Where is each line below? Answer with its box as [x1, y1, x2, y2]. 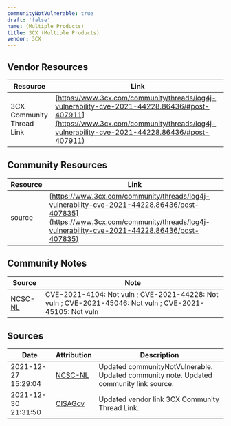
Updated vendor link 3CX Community [98, 394, 220, 404]
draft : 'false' [7, 16, 51, 23]
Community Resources [7, 159, 108, 171]
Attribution [55, 350, 92, 360]
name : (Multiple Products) [7, 23, 85, 30]
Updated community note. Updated [98, 370, 213, 380]
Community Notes [7, 258, 87, 269]
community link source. [98, 379, 174, 389]
